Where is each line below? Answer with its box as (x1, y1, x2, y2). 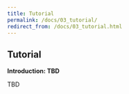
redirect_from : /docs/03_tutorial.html (7, 23, 123, 30)
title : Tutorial (7, 10, 54, 17)
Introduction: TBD (7, 67, 60, 75)
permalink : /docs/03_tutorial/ (7, 17, 98, 23)
